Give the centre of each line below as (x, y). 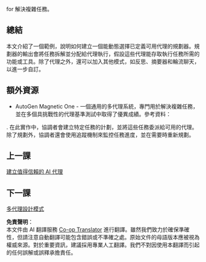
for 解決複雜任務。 (30, 9)
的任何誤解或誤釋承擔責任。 (41, 253)
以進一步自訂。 (25, 69)
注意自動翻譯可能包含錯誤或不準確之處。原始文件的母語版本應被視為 (113, 237)
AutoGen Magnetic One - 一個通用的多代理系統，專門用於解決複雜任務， (107, 106)
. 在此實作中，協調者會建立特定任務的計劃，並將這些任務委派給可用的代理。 (102, 127)
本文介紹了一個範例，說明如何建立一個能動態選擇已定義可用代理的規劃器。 (100, 46)
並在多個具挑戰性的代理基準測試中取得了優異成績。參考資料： (93, 114)
